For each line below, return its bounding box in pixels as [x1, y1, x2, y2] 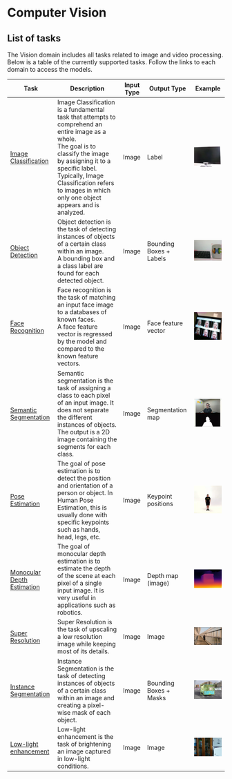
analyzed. [57, 208, 85, 216]
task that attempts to [57, 113, 116, 121]
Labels [147, 254, 166, 262]
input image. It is [57, 586, 105, 595]
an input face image [57, 300, 114, 309]
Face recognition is [57, 286, 112, 294]
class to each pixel [57, 391, 110, 399]
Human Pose [57, 496, 94, 504]
